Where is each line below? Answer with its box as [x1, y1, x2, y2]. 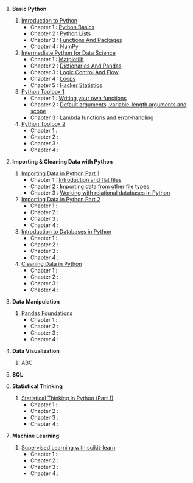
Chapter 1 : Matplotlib [30, 56, 84, 63]
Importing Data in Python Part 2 [21, 196, 100, 203]
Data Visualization [12, 347, 60, 355]
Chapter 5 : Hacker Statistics [30, 82, 102, 89]
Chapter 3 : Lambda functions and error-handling [30, 114, 154, 121]
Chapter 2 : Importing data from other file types [30, 182, 150, 190]
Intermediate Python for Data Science [21, 49, 116, 57]
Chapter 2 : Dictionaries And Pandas [30, 62, 122, 69]
